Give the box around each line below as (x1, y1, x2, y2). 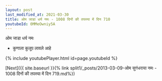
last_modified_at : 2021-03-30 (5, 12, 69, 17)
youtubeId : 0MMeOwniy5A (5, 21, 56, 27)
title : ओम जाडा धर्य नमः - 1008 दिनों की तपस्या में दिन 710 (5, 17, 110, 22)
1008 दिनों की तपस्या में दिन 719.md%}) (5, 71, 75, 77)
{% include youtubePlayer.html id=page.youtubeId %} (5, 55, 118, 61)
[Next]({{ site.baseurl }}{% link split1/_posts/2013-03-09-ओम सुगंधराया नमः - (5, 65, 157, 71)
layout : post (5, 7, 33, 13)
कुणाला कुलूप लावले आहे (12, 45, 52, 51)
